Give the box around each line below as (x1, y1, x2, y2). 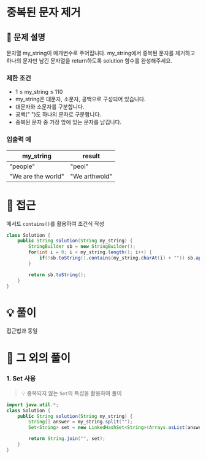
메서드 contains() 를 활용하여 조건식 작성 (6, 220, 104, 227)
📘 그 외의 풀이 (6, 351, 71, 365)
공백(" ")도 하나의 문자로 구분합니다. (15, 111, 102, 118)
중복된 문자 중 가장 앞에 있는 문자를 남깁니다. (15, 118, 122, 126)
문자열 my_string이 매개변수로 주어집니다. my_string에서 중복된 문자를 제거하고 (6, 50, 196, 56)
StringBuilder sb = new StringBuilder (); (28, 244, 136, 250)
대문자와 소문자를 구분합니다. (15, 103, 85, 110)
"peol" (70, 162, 89, 171)
